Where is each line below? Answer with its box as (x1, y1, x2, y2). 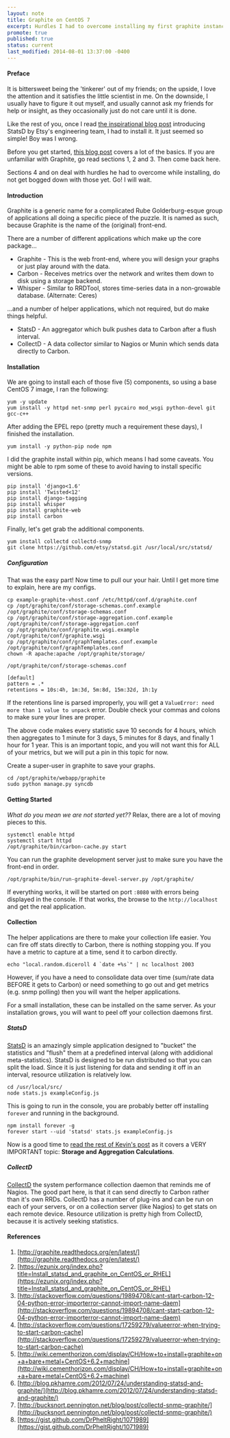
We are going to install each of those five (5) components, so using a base (7, 378, 217, 386)
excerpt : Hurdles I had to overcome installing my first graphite (7, 23, 201, 29)
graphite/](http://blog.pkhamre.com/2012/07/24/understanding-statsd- (16, 1387, 218, 1394)
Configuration (7, 559, 49, 567)
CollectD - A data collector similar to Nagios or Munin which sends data (16, 340, 219, 348)
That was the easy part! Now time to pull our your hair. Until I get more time (7, 576, 219, 584)
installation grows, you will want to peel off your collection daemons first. (7, 1008, 214, 1016)
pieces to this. (7, 817, 47, 826)
